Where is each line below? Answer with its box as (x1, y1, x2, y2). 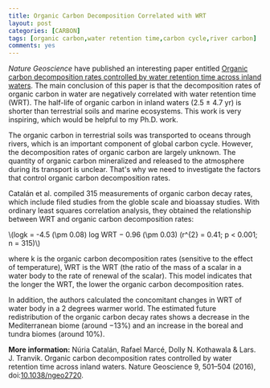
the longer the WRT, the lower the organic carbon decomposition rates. (8, 280, 244, 289)
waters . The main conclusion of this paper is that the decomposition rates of (8, 81, 261, 91)
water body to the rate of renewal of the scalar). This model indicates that (8, 271, 252, 281)
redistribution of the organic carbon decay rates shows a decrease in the (8, 312, 250, 322)
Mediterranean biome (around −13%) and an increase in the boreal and (8, 321, 243, 330)
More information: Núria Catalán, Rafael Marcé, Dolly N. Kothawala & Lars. (8, 345, 256, 354)
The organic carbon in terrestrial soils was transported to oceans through (8, 130, 252, 141)
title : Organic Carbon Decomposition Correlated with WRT (8, 11, 207, 20)
